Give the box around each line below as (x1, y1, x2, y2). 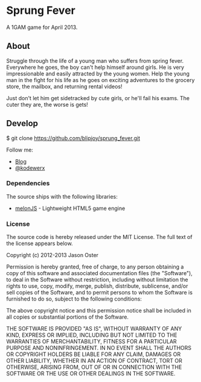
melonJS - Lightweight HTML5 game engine (14, 205, 126, 212)
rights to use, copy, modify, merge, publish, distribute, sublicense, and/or (6, 282, 188, 290)
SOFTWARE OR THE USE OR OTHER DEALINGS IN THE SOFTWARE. (6, 370, 176, 377)
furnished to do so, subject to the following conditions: (6, 295, 142, 302)
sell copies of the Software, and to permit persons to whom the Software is (6, 289, 193, 296)
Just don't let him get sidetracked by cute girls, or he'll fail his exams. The (6, 94, 190, 101)
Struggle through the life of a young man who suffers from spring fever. (6, 57, 184, 64)
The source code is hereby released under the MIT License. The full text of (6, 234, 193, 241)
